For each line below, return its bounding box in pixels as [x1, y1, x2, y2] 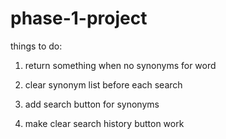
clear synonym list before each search [24, 78, 183, 91]
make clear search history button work [24, 117, 185, 129]
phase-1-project [10, 7, 148, 30]
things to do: [10, 40, 63, 52]
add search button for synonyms [24, 98, 160, 110]
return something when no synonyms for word [24, 59, 217, 71]
